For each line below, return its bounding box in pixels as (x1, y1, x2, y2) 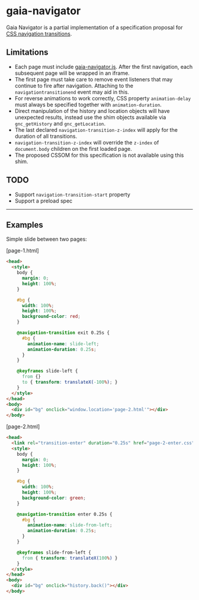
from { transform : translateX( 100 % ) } (21, 555, 118, 561)
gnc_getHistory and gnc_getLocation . (14, 120, 106, 127)
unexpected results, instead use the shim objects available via (14, 113, 166, 121)
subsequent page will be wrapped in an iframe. (14, 70, 130, 77)
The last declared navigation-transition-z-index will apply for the (14, 126, 178, 133)
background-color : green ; (21, 495, 86, 501)
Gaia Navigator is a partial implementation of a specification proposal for (6, 24, 183, 31)
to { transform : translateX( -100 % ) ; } (21, 379, 118, 385)
